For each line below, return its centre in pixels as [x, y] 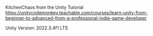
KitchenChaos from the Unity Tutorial [44, 7]
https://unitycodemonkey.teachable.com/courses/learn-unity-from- [76, 13]
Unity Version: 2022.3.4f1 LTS [37, 28]
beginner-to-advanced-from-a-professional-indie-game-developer [76, 18]
